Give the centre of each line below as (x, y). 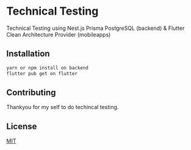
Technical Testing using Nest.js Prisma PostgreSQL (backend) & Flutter (95, 28)
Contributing (31, 92)
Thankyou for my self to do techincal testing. (63, 107)
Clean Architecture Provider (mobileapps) (59, 34)
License (22, 126)
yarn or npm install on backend (47, 68)
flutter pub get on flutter (42, 73)
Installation (28, 54)
